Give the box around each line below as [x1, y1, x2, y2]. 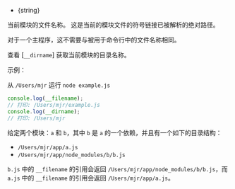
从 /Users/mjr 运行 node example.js [7, 81, 111, 89]
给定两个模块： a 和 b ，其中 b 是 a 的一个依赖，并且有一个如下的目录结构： [7, 128, 222, 137]
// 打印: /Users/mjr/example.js [7, 101, 100, 108]
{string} [17, 6, 40, 14]
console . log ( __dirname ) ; [7, 108, 80, 115]
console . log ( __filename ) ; [7, 95, 83, 102]
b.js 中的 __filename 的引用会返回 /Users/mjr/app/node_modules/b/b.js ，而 [7, 164, 228, 173]
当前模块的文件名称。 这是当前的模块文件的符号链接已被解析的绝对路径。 [7, 21, 219, 29]
